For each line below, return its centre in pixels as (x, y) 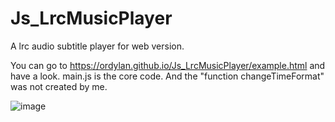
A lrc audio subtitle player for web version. (97, 46)
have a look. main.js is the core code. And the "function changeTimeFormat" (167, 76)
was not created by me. (59, 86)
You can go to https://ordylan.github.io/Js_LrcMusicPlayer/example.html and (168, 65)
